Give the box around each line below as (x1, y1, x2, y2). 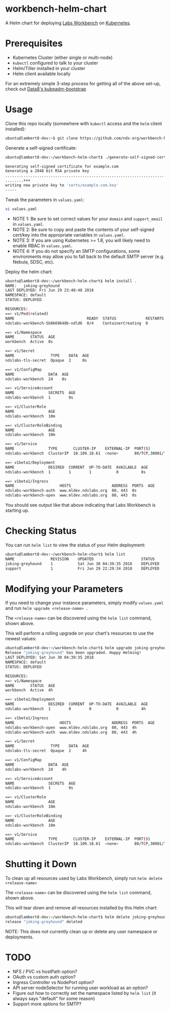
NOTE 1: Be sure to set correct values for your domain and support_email (12, 215, 163, 221)
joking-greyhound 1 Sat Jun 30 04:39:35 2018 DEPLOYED (5, 561, 159, 566)
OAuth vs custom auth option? (12, 973, 76, 980)
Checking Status (5, 525, 77, 537)
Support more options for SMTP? (12, 1001, 82, 1007)
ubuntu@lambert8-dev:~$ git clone (5, 136, 78, 141)
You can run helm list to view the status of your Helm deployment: (5, 542, 146, 548)
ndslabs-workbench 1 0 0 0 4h (5, 706, 146, 711)
